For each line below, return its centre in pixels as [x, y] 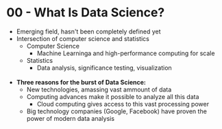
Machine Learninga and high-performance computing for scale [126, 53]
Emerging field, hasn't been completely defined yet [88, 31]
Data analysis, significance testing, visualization [104, 68]
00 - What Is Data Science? [86, 13]
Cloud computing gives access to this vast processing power [123, 104]
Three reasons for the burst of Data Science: [81, 82]
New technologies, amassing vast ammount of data [99, 89]
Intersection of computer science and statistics [83, 38]
